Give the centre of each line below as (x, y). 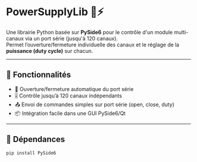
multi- (181, 32)
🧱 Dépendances (36, 139)
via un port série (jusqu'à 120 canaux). (72, 38)
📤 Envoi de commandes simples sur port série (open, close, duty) (94, 104)
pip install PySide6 (31, 153)
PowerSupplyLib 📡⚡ (55, 12)
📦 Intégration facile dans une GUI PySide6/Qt (70, 113)
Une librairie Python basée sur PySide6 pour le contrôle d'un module (89, 32)
